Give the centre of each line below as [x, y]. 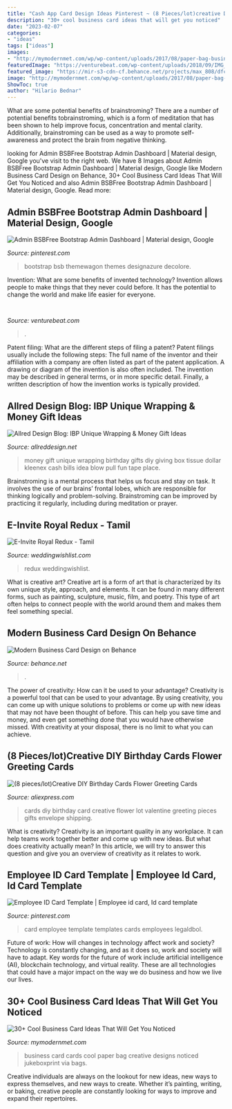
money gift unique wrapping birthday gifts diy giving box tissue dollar [123, 461]
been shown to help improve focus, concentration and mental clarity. [105, 125]
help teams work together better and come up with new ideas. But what [109, 838]
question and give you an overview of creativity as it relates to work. [104, 853]
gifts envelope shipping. [58, 817]
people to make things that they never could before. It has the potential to [112, 287]
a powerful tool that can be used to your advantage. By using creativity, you [115, 698]
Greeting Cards [41, 767]
